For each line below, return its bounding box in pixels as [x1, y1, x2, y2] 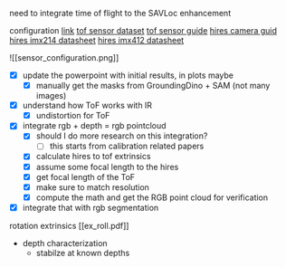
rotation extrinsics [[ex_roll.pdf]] [9, 220, 129, 231]
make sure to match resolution [35, 181, 149, 193]
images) [35, 91, 67, 101]
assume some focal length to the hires [35, 161, 179, 172]
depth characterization [22, 237, 108, 248]
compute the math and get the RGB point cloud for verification [35, 192, 269, 203]
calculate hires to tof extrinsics [35, 151, 151, 162]
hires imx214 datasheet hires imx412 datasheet [9, 35, 185, 45]
